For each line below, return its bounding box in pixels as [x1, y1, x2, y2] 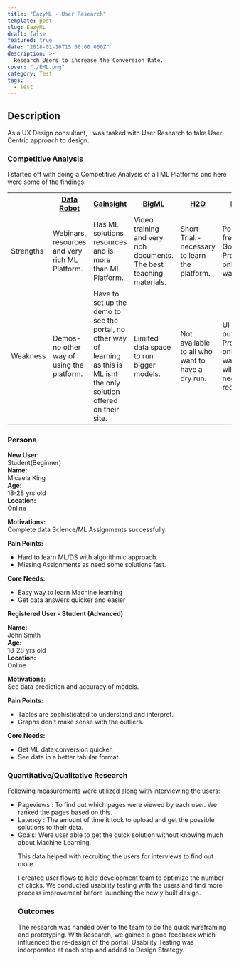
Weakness [11, 351, 46, 361]
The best [134, 259, 164, 269]
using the [52, 360, 84, 370]
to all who [180, 347, 213, 357]
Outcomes [17, 906, 55, 916]
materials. [134, 277, 167, 287]
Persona [7, 435, 37, 445]
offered [93, 396, 118, 406]
